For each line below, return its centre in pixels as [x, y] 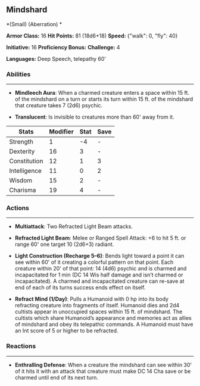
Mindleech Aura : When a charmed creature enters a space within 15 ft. [102, 93]
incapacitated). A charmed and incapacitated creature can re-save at [99, 281]
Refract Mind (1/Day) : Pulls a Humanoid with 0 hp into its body [91, 299]
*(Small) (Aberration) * [34, 24]
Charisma [23, 190]
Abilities [18, 74]
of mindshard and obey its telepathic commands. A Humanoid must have [104, 325]
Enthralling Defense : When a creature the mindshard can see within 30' [103, 365]
